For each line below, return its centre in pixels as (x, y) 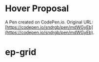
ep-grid (21, 52)
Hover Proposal (37, 9)
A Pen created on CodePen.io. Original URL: (49, 22)
